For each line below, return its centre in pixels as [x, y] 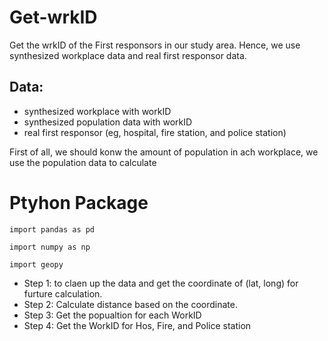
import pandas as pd [52, 229]
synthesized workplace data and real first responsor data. [128, 55]
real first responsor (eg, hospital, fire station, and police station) [155, 132]
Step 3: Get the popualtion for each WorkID [112, 315]
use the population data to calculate [83, 162]
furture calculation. [63, 293]
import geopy [36, 264]
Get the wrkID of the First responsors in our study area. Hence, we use [155, 45]
